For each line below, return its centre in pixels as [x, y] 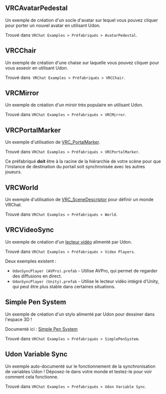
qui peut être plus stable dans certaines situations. [64, 286]
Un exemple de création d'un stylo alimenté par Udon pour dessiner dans [80, 314]
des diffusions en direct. [37, 276]
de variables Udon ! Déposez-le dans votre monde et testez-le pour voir [79, 371]
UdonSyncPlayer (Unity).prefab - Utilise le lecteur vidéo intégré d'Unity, [86, 281]
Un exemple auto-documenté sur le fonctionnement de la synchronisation [80, 366]
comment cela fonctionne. [32, 377]
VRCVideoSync [29, 230]
